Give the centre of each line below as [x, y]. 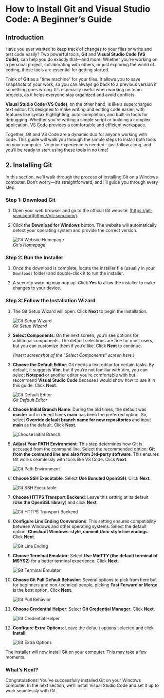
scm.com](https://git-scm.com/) [45, 216]
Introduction [25, 37]
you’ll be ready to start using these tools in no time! [57, 150]
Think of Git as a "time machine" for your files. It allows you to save [73, 79]
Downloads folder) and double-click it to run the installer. [68, 273]
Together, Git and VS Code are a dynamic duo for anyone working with [76, 134]
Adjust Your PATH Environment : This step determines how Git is [77, 444]
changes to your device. [37, 288]
